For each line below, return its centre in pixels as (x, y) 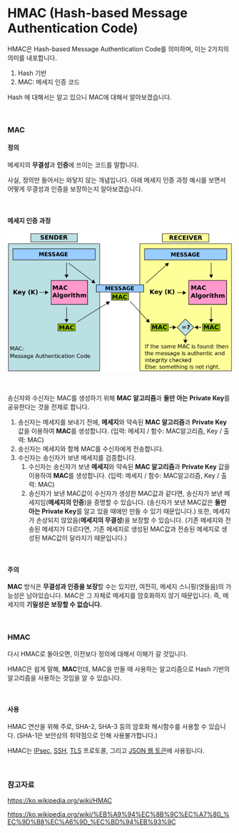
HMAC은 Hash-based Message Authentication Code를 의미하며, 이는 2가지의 (118, 48)
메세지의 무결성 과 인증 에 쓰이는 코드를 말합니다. (73, 165)
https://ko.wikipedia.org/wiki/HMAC (60, 801)
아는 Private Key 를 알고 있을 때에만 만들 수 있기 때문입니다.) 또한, (120, 511)
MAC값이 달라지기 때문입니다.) (85, 538)
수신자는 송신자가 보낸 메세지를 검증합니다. (77, 458)
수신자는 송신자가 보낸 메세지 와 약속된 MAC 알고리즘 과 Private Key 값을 (129, 467)
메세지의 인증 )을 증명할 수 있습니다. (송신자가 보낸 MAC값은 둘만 (137, 502)
